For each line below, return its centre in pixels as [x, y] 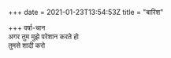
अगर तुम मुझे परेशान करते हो [43, 36]
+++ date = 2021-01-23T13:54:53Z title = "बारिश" [86, 12]
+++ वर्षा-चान [27, 28]
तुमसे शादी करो [27, 45]
